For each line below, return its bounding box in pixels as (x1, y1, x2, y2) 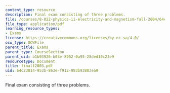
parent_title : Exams (5, 45, 49, 50)
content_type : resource (5, 7, 56, 13)
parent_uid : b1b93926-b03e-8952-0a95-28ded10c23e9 (5, 54, 114, 59)
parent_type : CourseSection (5, 49, 65, 54)
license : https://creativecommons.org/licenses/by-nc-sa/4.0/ (5, 36, 139, 41)
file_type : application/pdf (5, 21, 65, 27)
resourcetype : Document (5, 59, 56, 64)
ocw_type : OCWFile (5, 40, 44, 45)
